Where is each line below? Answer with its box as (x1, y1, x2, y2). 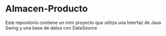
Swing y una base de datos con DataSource (5, 24, 98, 30)
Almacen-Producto (5, 3, 88, 14)
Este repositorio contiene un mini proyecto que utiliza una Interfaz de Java (5, 19, 161, 25)
